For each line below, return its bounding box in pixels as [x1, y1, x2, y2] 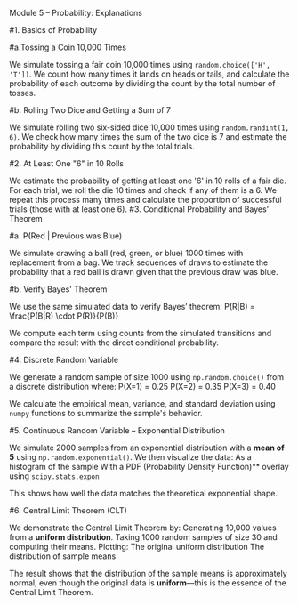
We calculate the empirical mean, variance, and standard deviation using [9, 399, 276, 408]
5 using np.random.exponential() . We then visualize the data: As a [9, 452, 252, 462]
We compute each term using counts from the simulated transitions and [9, 328, 272, 338]
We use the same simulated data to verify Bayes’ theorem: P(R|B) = [9, 302, 255, 311]
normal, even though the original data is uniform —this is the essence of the [9, 577, 286, 588]
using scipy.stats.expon [9, 471, 100, 481]
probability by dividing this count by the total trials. [9, 141, 195, 151]
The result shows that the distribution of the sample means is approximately [9, 569, 287, 578]
